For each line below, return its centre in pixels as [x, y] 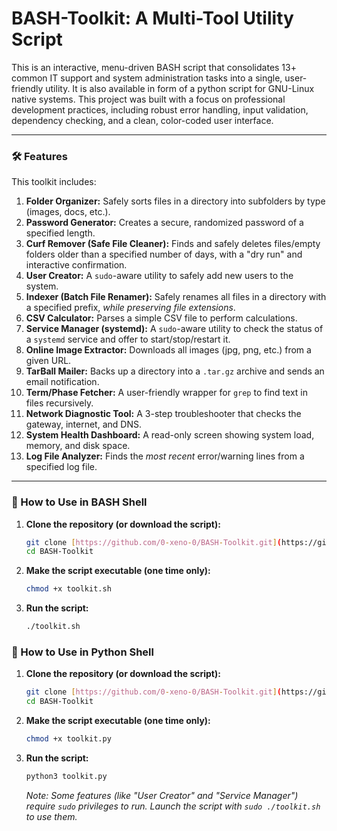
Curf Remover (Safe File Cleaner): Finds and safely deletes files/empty [173, 244]
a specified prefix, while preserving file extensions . [130, 308]
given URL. [48, 361]
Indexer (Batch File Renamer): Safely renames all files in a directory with [176, 297]
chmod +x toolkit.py [68, 739]
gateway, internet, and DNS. [83, 424]
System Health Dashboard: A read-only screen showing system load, [170, 435]
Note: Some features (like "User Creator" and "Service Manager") [162, 795]
